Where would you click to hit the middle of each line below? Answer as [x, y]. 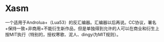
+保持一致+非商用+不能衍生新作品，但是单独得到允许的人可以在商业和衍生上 [82, 28]
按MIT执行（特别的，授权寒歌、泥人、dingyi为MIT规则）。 [63, 34]
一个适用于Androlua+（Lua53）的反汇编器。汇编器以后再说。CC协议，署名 [81, 22]
